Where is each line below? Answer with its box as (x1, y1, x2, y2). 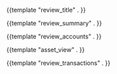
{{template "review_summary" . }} (6, 19, 103, 27)
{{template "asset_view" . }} (6, 46, 85, 53)
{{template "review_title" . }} (6, 6, 86, 14)
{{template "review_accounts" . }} (6, 32, 102, 40)
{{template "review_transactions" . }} (6, 59, 111, 67)
